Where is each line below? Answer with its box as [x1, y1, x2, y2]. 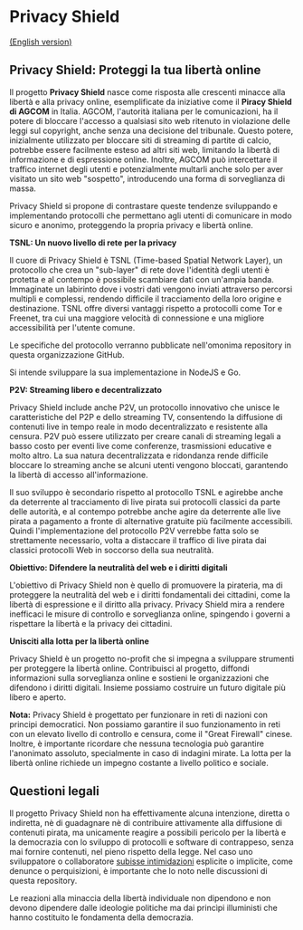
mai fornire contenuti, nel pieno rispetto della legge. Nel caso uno [9, 846, 253, 857]
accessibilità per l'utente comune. [9, 321, 136, 332]
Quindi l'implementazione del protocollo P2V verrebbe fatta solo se [9, 525, 260, 536]
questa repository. [9, 875, 78, 886]
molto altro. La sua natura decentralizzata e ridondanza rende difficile [9, 450, 269, 461]
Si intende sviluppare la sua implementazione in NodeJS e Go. [9, 367, 241, 378]
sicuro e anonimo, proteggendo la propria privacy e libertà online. [9, 219, 253, 230]
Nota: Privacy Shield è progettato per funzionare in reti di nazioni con [9, 709, 269, 720]
